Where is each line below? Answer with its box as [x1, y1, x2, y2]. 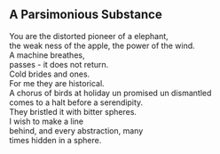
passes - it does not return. [9, 59, 109, 69]
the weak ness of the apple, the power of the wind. [9, 40, 195, 51]
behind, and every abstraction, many [9, 125, 144, 136]
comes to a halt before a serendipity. [9, 97, 144, 108]
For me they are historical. [9, 77, 105, 88]
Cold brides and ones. [9, 69, 90, 79]
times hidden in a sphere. [9, 134, 102, 145]
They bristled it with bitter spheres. [9, 106, 137, 117]
